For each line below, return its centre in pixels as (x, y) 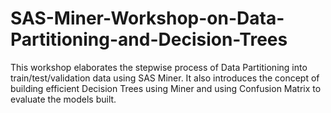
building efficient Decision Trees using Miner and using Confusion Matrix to (166, 88)
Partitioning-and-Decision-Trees (149, 39)
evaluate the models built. (63, 99)
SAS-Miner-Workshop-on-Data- (147, 18)
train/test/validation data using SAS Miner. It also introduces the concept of (165, 78)
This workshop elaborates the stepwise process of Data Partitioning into (159, 67)
